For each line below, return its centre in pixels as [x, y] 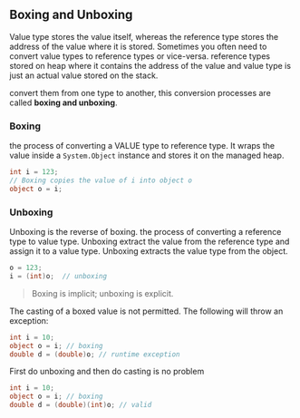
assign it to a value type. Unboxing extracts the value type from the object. [149, 251]
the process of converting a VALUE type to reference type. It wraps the [142, 146]
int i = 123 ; [34, 172]
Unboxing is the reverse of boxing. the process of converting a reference [145, 232]
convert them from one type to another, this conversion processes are [140, 92]
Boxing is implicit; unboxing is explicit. [102, 293]
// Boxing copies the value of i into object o [101, 180]
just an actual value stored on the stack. [84, 75]
